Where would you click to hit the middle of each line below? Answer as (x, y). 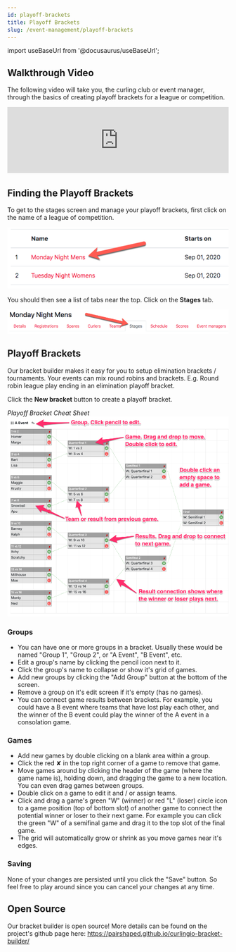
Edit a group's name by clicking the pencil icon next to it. (99, 662)
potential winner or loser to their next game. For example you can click (119, 816)
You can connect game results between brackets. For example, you (115, 700)
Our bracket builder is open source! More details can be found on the (107, 926)
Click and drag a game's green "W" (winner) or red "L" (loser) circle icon (122, 800)
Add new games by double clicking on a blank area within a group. (114, 756)
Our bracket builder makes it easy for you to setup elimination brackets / (112, 371)
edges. (27, 846)
